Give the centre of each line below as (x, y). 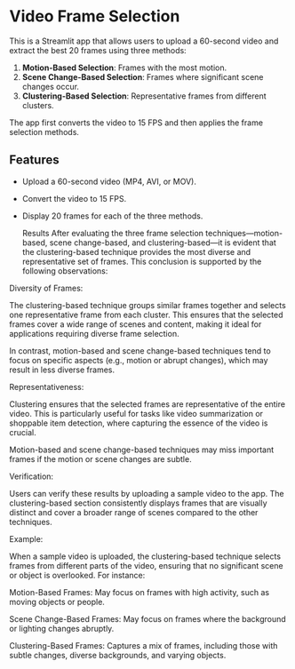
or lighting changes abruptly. (62, 628)
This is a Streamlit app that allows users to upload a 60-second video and (144, 41)
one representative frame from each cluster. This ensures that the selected (146, 315)
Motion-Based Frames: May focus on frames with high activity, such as (139, 592)
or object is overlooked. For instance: (77, 575)
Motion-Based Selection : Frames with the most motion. (124, 68)
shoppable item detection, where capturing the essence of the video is (139, 423)
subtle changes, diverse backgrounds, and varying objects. (118, 655)
